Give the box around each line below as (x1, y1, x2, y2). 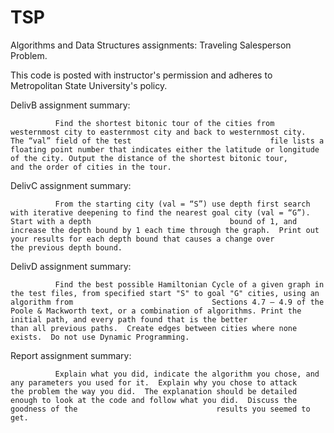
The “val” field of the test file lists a (10, 136, 325, 146)
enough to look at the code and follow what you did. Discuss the (10, 395, 298, 405)
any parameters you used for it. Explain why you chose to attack (10, 377, 298, 388)
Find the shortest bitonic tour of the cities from (54, 118, 275, 128)
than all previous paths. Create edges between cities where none (10, 323, 298, 333)
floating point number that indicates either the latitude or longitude (10, 144, 320, 155)
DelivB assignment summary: (10, 99, 131, 111)
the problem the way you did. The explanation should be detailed (10, 386, 298, 396)
